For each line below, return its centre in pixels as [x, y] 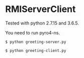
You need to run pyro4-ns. [33, 32]
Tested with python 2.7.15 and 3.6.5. [42, 23]
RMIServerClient [40, 9]
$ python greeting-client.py [36, 50]
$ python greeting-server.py [36, 42]
